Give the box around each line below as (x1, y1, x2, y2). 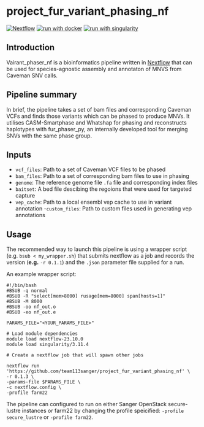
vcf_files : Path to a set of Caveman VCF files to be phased (15, 166, 166, 173)
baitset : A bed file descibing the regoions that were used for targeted (15, 185, 192, 193)
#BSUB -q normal (6, 288, 48, 294)
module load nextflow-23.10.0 (6, 336, 84, 342)
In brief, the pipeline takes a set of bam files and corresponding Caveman (6, 106, 192, 113)
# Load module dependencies (6, 331, 78, 337)
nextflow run (6, 363, 40, 369)
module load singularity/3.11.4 (6, 342, 89, 348)
